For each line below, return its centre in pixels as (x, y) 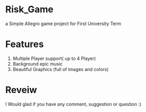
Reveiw (21, 90)
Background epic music (38, 64)
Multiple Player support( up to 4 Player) (54, 58)
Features (25, 44)
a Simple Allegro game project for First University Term (63, 24)
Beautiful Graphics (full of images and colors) (61, 69)
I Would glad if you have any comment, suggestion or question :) (74, 104)
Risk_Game (29, 9)
